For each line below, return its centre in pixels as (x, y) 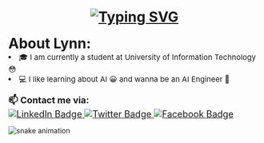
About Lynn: (50, 43)
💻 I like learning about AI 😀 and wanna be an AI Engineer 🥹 (124, 79)
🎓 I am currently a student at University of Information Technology (137, 57)
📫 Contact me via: (49, 100)
